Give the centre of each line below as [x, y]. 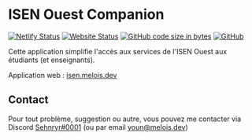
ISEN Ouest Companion [86, 15]
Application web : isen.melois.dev [63, 75]
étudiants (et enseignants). [52, 60]
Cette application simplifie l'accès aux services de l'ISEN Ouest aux [118, 51]
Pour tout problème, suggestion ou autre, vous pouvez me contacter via [125, 119]
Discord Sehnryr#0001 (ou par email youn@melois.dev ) [98, 127]
